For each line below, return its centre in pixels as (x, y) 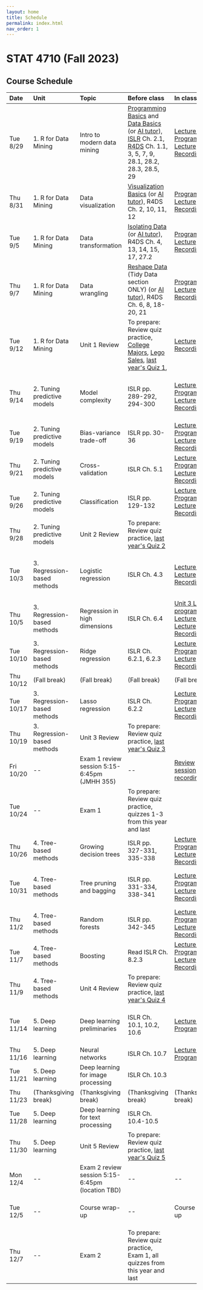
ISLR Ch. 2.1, (146, 139)
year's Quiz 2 (147, 546)
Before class (146, 98)
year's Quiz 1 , (147, 368)
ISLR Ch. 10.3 (147, 1075)
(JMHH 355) (98, 782)
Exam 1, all (143, 1255)
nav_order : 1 (23, 29)
